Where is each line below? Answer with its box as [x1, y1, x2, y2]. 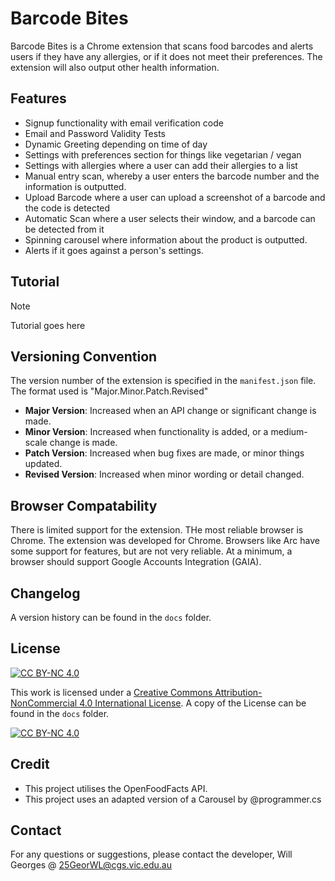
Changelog [10, 585, 81, 602]
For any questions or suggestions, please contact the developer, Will [10, 848, 293, 861]
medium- [270, 426, 308, 438]
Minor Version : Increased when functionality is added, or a [24, 426, 269, 438]
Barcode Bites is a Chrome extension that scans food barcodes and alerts [10, 40, 314, 52]
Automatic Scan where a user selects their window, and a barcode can [24, 212, 316, 224]
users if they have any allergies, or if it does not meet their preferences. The [10, 50, 323, 62]
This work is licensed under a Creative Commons [10, 686, 213, 698]
